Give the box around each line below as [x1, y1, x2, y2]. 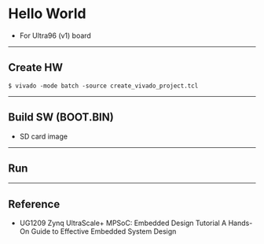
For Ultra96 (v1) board [19, 31, 92, 40]
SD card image [19, 131, 68, 141]
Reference [8, 198, 60, 211]
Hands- [228, 218, 253, 228]
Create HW [8, 61, 63, 75]
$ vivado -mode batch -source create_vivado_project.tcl [8, 82, 199, 90]
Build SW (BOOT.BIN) [8, 111, 114, 124]
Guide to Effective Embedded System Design [31, 227, 177, 236]
